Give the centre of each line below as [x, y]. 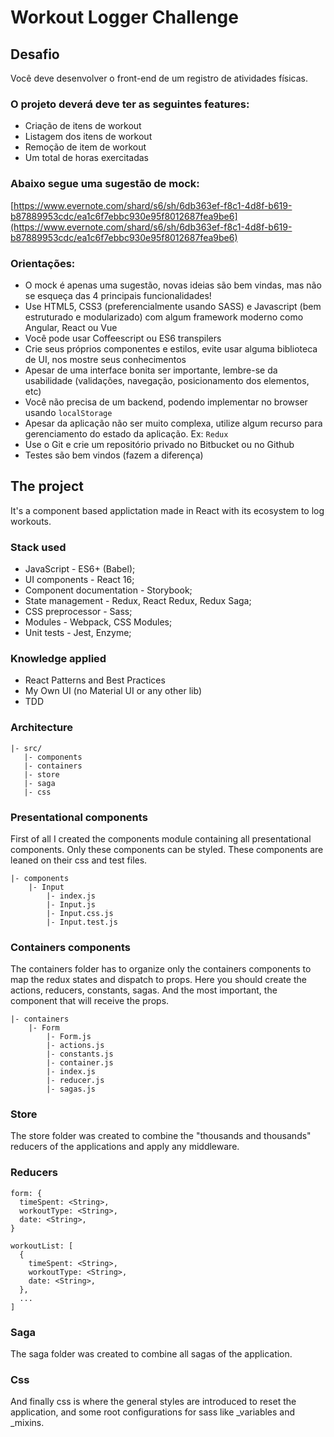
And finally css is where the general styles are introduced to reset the [153, 1402]
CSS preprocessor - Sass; [78, 611]
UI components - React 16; [79, 579]
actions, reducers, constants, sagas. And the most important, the [144, 990]
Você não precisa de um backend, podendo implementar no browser [166, 402]
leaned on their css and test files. [79, 860]
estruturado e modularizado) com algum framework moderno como [164, 317]
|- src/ [26, 748]
